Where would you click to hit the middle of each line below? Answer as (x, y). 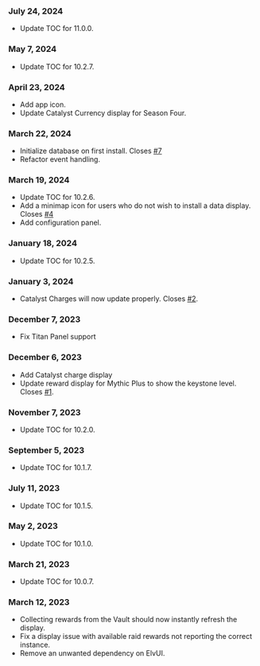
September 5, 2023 (47, 450)
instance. (35, 645)
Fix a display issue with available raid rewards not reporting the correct (136, 637)
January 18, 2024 (43, 243)
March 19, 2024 (39, 180)
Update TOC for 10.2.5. (57, 261)
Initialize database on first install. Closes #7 (91, 151)
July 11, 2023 (34, 488)
